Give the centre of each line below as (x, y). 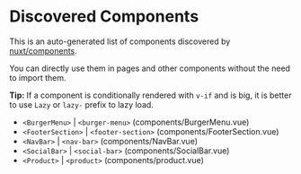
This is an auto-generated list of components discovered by (120, 41)
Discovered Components (104, 17)
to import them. (38, 77)
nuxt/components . (44, 50)
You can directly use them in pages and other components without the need (150, 68)
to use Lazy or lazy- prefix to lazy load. (82, 104)
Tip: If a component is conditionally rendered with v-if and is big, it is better (150, 95)
